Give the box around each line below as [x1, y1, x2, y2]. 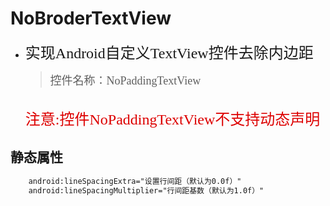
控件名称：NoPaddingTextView [49, 73, 202, 87]
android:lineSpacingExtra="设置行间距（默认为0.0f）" [28, 176, 242, 186]
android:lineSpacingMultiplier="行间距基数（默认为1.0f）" [28, 185, 265, 196]
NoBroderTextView [10, 7, 172, 30]
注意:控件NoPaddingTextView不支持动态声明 [24, 110, 321, 128]
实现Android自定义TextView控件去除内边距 [24, 44, 314, 62]
